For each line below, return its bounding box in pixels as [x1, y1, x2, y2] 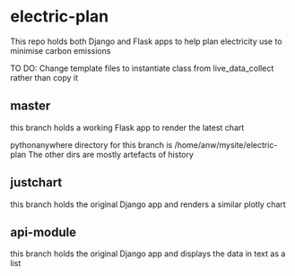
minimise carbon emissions [10, 45, 111, 56]
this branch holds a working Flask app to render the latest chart [10, 122, 245, 133]
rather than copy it [10, 72, 79, 82]
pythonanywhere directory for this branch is [10, 139, 173, 150]
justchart [10, 175, 63, 190]
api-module [10, 224, 77, 239]
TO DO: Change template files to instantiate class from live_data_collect [10, 63, 274, 73]
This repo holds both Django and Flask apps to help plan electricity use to [10, 36, 282, 47]
